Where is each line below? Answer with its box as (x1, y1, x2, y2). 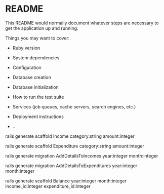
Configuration (12, 64, 42, 70)
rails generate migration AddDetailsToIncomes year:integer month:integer (5, 152, 158, 159)
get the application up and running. (5, 25, 78, 31)
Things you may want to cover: (5, 35, 70, 41)
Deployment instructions (12, 113, 64, 120)
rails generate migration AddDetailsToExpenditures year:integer (5, 163, 138, 169)
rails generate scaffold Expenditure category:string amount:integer (5, 143, 144, 149)
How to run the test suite (12, 94, 64, 100)
